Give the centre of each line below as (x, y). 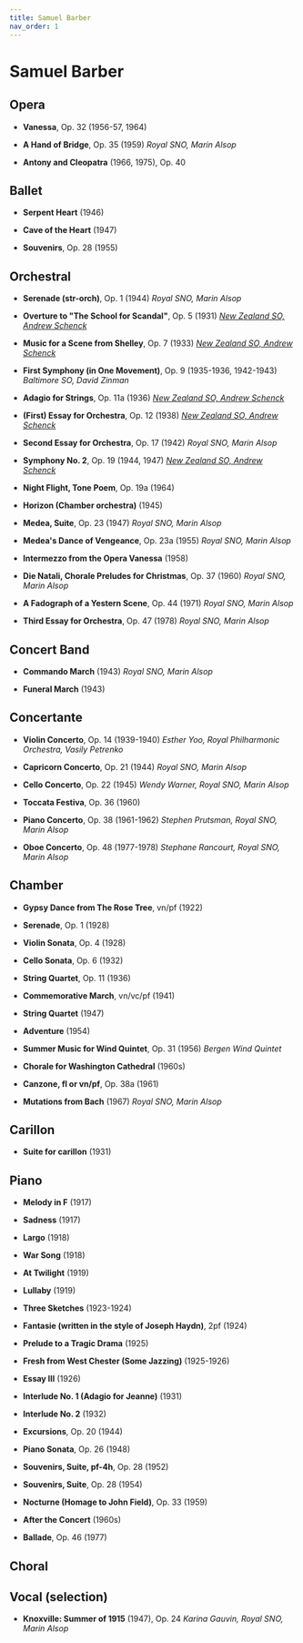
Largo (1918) (46, 1238)
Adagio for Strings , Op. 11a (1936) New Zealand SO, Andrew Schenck (153, 398)
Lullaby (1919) (49, 1291)
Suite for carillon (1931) (67, 1151)
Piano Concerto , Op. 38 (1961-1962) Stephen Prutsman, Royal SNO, (150, 819)
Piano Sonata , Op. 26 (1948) (76, 1449)
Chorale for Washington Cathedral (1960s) (104, 1066)
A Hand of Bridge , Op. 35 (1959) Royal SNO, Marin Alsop (129, 144)
